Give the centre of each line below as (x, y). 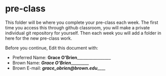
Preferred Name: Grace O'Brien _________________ (61, 57)
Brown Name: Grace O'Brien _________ (51, 63)
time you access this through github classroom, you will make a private (78, 27)
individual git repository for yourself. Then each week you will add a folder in (83, 33)
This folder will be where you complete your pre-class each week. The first (82, 22)
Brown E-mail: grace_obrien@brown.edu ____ (59, 68)
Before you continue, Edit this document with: (52, 48)
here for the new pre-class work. (39, 38)
